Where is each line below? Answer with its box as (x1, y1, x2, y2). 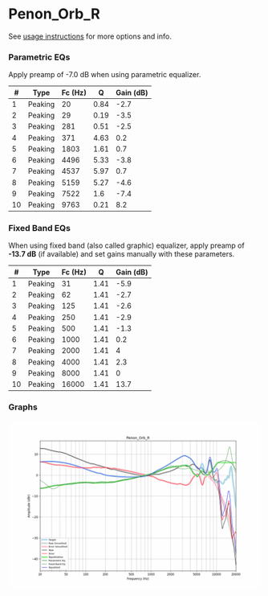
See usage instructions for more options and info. (8, 31, 173, 41)
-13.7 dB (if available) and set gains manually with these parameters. (8, 249, 235, 259)
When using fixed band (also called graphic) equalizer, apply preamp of (8, 240, 245, 250)
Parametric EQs (8, 51, 71, 63)
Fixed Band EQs (8, 222, 71, 233)
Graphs (8, 401, 38, 413)
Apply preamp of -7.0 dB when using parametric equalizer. (8, 70, 201, 80)
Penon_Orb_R (8, 5, 100, 23)
